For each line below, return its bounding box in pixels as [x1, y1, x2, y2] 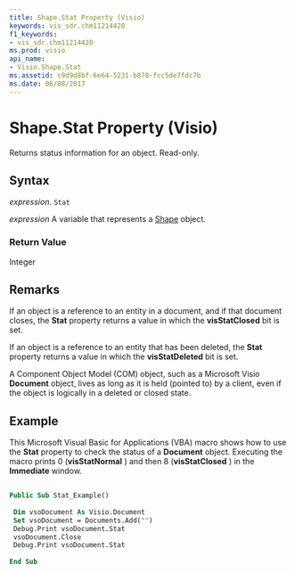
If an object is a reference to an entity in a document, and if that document [9, 306, 283, 316]
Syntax [9, 173, 50, 188]
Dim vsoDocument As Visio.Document [12, 507, 145, 517]
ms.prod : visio [9, 46, 66, 55]
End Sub [9, 558, 38, 567]
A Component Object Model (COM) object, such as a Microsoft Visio [9, 369, 260, 380]
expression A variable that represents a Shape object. [9, 214, 207, 225]
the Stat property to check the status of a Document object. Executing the [9, 446, 283, 457]
